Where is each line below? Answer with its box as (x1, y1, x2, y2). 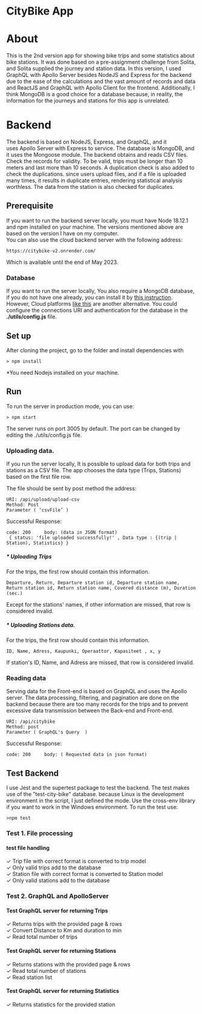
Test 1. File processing (6, 829, 73, 838)
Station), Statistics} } (6, 540, 69, 546)
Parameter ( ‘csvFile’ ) (6, 507, 69, 513)
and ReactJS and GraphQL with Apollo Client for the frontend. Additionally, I (6, 84, 195, 91)
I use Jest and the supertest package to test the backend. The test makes (6, 784, 190, 791)
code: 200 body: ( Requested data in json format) (6, 752, 148, 758)
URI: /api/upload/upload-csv (6, 496, 80, 503)
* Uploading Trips (6, 553, 52, 560)
